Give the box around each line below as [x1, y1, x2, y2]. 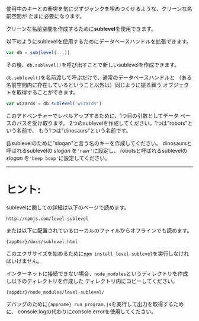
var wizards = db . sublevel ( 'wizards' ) [6, 100, 102, 106]
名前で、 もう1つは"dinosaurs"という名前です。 [16, 127, 131, 134]
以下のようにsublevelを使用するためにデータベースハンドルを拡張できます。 [6, 38, 192, 45]
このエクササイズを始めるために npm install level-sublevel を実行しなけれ [6, 250, 190, 257]
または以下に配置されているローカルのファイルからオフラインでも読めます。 [6, 226, 192, 234]
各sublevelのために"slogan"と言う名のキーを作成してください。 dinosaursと [6, 139, 192, 147]
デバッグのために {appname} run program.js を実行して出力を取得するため [6, 300, 184, 307]
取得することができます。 [16, 89, 79, 96]
